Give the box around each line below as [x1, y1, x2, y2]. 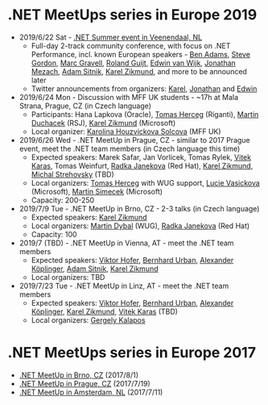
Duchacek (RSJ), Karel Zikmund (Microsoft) [31, 118, 176, 127]
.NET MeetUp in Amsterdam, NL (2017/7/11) [19, 387, 163, 397]
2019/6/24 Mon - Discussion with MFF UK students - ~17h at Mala [19, 92, 239, 102]
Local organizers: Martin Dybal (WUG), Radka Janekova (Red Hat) [31, 220, 250, 231]
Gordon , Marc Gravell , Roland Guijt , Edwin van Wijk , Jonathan [31, 58, 237, 68]
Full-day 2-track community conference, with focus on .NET [31, 40, 231, 50]
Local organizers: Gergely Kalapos [31, 315, 146, 324]
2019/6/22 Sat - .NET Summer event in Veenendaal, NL [19, 32, 203, 42]
